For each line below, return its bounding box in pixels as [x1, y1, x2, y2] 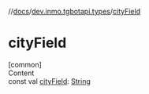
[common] [8, 60, 42, 69]
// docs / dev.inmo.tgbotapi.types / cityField [8, 7, 140, 16]
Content [8, 68, 35, 78]
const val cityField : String [8, 76, 91, 85]
